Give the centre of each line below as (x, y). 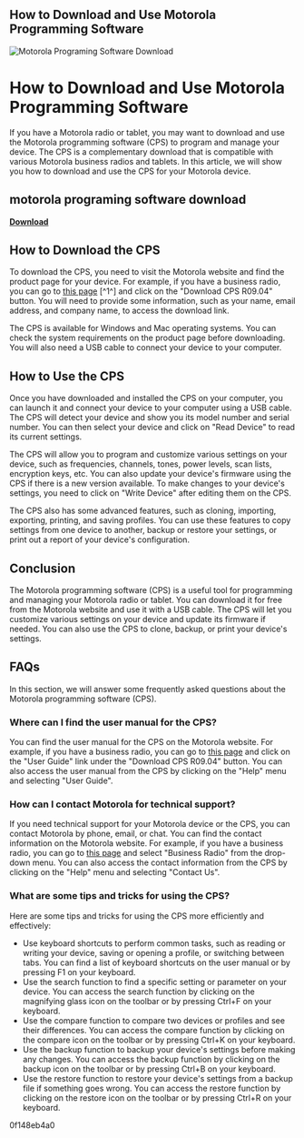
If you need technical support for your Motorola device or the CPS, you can (150, 824)
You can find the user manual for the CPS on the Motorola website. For (142, 742)
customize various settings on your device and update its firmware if (137, 619)
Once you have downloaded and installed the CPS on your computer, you (146, 398)
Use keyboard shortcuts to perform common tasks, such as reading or (154, 943)
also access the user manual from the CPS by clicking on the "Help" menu (148, 771)
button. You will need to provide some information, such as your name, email (152, 301)
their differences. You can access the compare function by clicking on (153, 1030)
